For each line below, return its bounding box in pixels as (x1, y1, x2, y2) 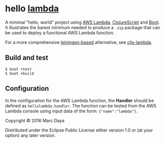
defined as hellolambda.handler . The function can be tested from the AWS (5, 103, 157, 108)
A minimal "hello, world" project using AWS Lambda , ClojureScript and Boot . (5, 19, 160, 25)
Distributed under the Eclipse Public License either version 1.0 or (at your (5, 127, 153, 133)
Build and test (5, 54, 48, 62)
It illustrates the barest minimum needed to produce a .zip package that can (5, 24, 160, 30)
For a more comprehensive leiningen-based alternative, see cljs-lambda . (5, 39, 153, 45)
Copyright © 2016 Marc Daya (5, 117, 65, 123)
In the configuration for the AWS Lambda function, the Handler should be (5, 97, 154, 104)
